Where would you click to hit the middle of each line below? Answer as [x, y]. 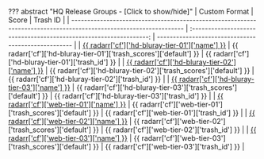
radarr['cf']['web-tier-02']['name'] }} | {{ [74, 121]
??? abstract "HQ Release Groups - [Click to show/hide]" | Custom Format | [131, 12]
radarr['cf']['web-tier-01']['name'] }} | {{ [73, 104]
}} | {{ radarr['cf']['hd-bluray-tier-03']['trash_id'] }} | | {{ [133, 96]
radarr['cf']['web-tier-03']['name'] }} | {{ [74, 138]
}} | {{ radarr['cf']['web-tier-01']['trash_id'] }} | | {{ [174, 113]
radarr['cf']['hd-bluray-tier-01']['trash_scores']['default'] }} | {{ [110, 54]
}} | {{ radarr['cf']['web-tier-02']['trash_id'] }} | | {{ [175, 130]
